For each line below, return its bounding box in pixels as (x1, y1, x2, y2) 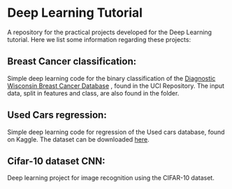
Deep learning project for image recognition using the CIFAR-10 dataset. (7, 174, 215, 182)
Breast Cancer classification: (7, 56, 137, 68)
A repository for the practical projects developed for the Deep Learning (7, 28, 212, 36)
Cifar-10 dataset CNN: (7, 155, 106, 167)
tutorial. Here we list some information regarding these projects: (7, 35, 191, 43)
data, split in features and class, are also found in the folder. (7, 89, 180, 97)
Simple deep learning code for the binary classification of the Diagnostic (7, 74, 216, 82)
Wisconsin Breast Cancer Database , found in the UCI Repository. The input (7, 82, 225, 90)
